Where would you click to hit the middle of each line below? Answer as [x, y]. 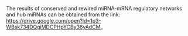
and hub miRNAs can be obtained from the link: [63, 15]
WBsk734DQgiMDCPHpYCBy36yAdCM [53, 27]
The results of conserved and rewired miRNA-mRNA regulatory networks [94, 8]
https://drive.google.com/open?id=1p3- [54, 21]
